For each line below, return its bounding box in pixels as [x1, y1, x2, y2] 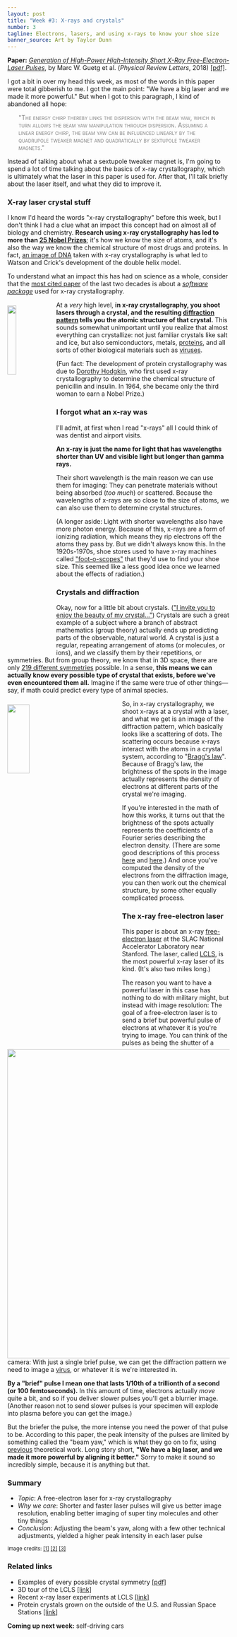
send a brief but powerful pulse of [122, 1016, 221, 1025]
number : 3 [7, 23, 37, 30]
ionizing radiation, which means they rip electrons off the [56, 532, 222, 541]
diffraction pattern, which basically [122, 722, 224, 731]
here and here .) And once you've [122, 856, 218, 864]
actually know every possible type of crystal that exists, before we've [7, 671, 217, 679]
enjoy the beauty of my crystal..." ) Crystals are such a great [56, 611, 229, 619]
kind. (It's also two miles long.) [122, 965, 211, 973]
